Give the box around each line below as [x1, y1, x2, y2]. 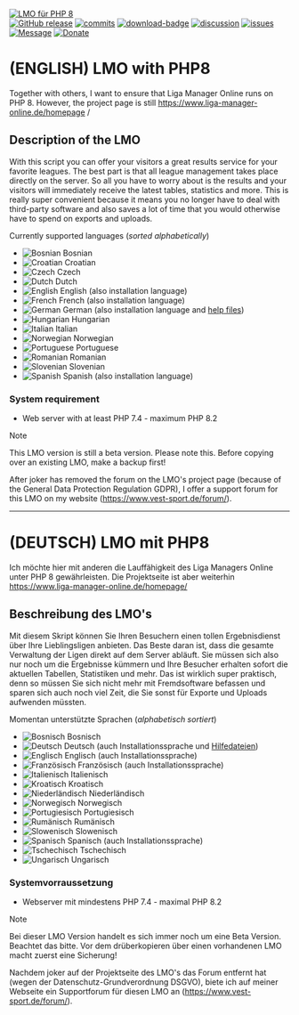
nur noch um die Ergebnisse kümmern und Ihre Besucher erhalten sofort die [9, 659, 288, 670]
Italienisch [70, 768, 109, 779]
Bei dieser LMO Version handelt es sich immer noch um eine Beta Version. [9, 931, 282, 942]
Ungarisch [70, 854, 109, 865]
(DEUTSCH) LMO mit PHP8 [9, 532, 210, 553]
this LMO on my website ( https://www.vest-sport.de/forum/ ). [9, 493, 232, 504]
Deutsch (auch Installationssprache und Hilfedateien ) [63, 740, 259, 751]
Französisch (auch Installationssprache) [77, 759, 224, 770]
